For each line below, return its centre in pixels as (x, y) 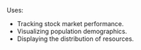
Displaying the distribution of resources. (75, 39)
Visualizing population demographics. (72, 31)
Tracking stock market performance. (70, 24)
